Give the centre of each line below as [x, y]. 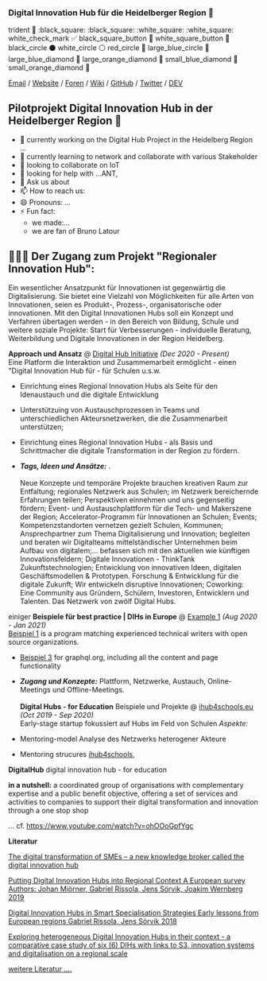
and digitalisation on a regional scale [68, 953]
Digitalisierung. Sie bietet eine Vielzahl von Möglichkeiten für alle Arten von [131, 296]
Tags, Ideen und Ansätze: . [65, 466]
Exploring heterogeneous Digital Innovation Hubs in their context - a [120, 936]
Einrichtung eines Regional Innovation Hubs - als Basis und [116, 442]
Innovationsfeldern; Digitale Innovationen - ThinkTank [107, 559]
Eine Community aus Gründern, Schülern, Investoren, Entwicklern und [134, 592]
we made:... [50, 223]
